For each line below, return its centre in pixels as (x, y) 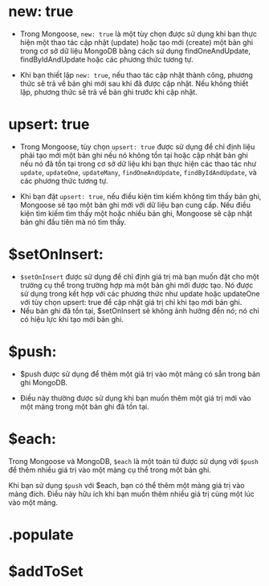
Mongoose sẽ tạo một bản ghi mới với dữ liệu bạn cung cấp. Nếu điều (135, 205)
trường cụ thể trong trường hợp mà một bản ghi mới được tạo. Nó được (137, 285)
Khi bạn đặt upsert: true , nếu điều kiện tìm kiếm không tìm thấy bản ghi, (141, 196)
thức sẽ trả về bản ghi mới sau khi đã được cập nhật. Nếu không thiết (134, 83)
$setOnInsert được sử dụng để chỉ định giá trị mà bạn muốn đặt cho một (139, 276)
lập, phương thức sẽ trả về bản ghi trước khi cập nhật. (109, 92)
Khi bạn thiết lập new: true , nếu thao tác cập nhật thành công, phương (136, 75)
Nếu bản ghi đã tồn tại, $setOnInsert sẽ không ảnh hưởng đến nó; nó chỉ (139, 311)
